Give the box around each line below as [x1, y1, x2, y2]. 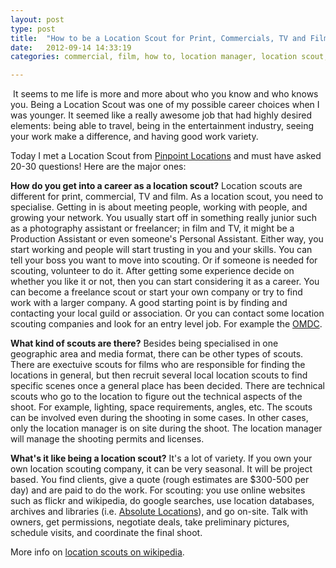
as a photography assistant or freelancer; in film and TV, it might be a [10, 222, 295, 235]
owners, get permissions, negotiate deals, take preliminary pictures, [10, 516, 290, 528]
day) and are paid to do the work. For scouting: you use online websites [10, 484, 306, 496]
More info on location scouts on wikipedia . [10, 546, 185, 558]
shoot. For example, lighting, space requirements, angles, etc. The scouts [10, 401, 313, 413]
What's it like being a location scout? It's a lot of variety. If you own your [10, 452, 313, 465]
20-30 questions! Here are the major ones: [10, 161, 187, 173]
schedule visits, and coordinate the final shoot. [10, 527, 203, 539]
